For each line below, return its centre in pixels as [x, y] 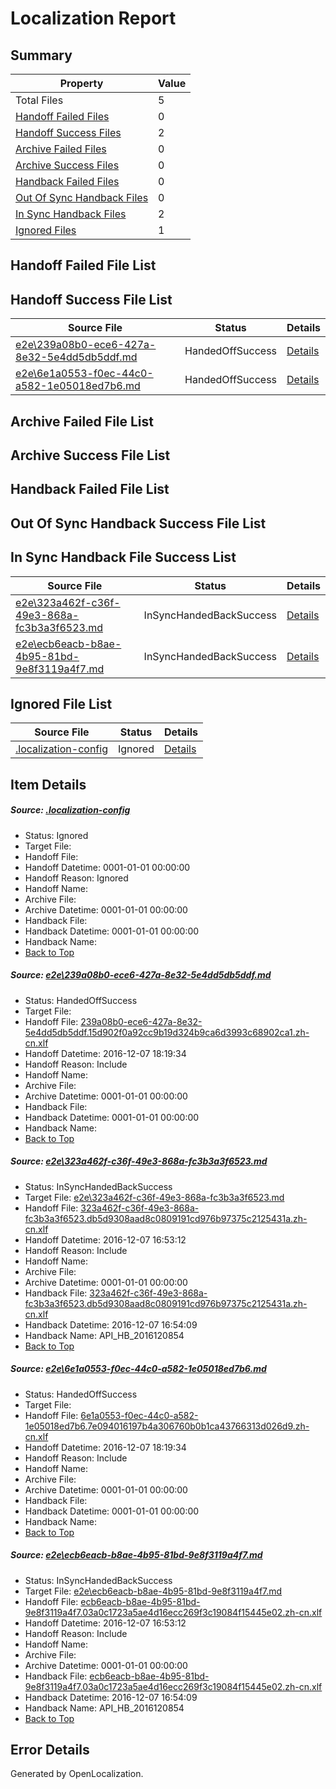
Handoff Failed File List [83, 265]
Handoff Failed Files [62, 116]
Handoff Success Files [68, 132]
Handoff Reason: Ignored [76, 878]
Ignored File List [61, 703]
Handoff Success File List [91, 299]
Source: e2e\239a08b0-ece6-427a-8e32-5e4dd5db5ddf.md [141, 975]
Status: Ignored [56, 835]
